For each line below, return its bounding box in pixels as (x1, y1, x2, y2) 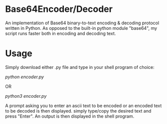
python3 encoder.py (5, 93, 47, 99)
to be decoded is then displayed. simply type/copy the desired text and (5, 108, 152, 114)
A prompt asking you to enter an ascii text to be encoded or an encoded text (5, 103, 162, 109)
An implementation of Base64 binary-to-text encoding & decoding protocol (5, 20, 160, 26)
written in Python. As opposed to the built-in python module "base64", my (5, 25, 158, 31)
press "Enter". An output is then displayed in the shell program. (5, 113, 135, 119)
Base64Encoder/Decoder (5, 3, 113, 15)
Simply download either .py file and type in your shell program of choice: (5, 64, 155, 70)
